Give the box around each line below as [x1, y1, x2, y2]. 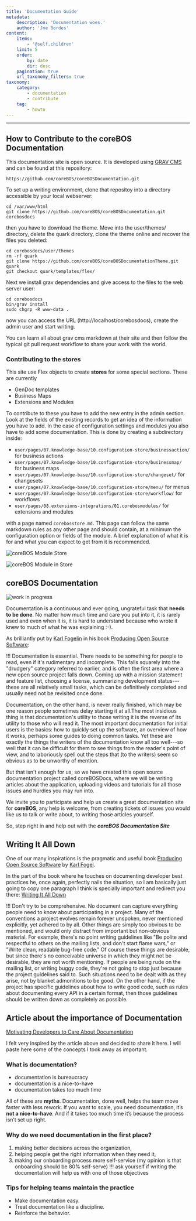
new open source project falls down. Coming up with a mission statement [6, 671, 183, 678]
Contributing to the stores [6, 355, 81, 364]
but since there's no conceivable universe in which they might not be [6, 952, 172, 959]
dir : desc [27, 63, 51, 69]
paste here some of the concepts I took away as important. [6, 1046, 148, 1053]
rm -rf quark [6, 253, 38, 259]
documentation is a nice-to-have [14, 1080, 93, 1087]
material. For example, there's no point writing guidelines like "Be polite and [6, 933, 188, 940]
